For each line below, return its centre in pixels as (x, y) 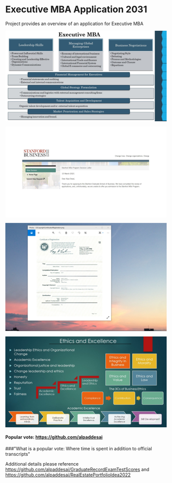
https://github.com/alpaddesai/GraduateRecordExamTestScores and (77, 469)
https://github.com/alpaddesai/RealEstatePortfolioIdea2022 (68, 475)
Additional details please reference (42, 464)
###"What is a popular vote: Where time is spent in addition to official (79, 448)
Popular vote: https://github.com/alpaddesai (54, 437)
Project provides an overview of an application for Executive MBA (74, 24)
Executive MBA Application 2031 (76, 9)
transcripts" (18, 454)
